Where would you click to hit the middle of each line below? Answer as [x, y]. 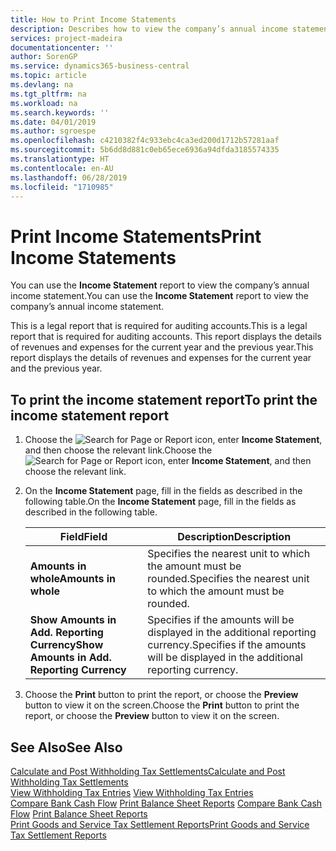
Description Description [234, 537]
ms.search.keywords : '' [60, 112]
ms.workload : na [44, 103]
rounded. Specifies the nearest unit [228, 579]
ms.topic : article [48, 76]
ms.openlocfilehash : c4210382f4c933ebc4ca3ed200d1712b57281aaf [145, 141]
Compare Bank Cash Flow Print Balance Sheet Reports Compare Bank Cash [166, 803]
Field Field [83, 537]
